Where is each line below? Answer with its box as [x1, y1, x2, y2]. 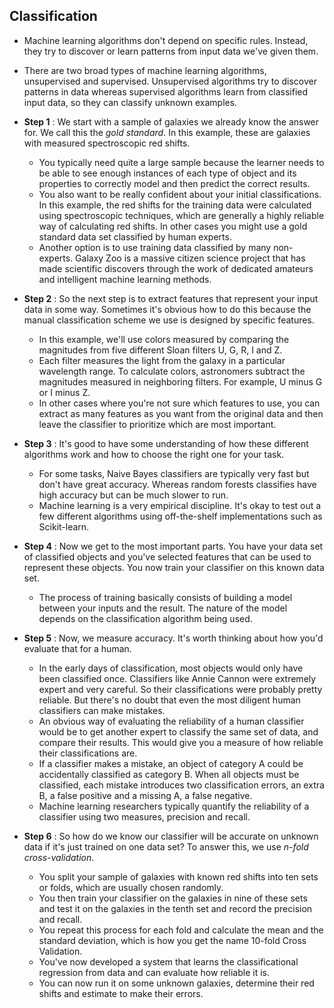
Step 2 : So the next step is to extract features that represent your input [23, 292, 319, 304]
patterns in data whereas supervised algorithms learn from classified [23, 85, 309, 98]
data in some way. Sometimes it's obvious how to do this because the [23, 303, 312, 315]
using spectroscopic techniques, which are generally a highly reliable [38, 209, 325, 221]
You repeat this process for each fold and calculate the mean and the [38, 924, 324, 936]
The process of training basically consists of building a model [38, 591, 293, 603]
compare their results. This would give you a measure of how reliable [38, 736, 324, 748]
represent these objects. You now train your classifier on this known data [23, 561, 325, 573]
